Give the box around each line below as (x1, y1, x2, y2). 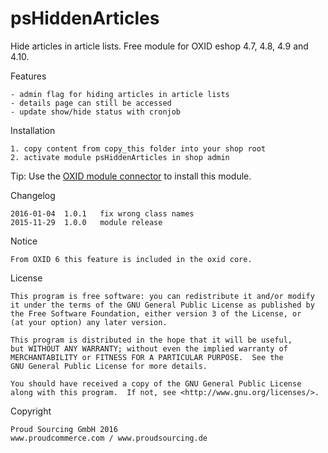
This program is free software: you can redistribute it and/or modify (10, 291, 315, 301)
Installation (10, 124, 56, 136)
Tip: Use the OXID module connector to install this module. (10, 170, 252, 182)
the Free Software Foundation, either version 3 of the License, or (10, 308, 302, 319)
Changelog (10, 189, 56, 201)
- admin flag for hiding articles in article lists (10, 89, 230, 99)
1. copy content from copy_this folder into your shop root (10, 143, 267, 154)
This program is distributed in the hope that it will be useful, (10, 335, 293, 345)
